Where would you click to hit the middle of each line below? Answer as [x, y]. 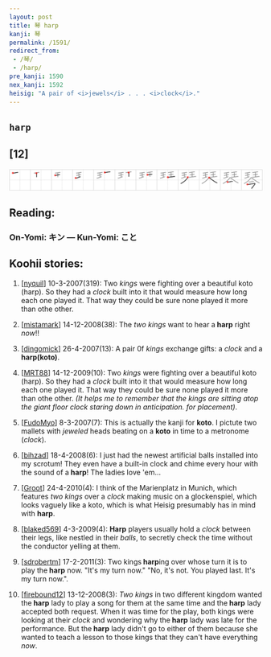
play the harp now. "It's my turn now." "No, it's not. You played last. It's [138, 570]
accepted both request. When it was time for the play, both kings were [137, 611]
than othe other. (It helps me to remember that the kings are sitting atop [140, 398]
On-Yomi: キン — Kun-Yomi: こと [73, 237]
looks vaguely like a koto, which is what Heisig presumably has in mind [138, 505]
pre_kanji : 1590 [36, 76]
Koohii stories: [46, 264]
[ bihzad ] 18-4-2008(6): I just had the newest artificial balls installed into [139, 455]
